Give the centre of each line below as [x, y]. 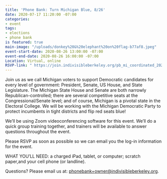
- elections [17, 33]
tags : [11, 28]
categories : [17, 19]
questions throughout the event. [38, 132]
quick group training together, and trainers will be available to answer [76, 126]
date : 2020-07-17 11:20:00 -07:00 [41, 14]
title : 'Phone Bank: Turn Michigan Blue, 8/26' [55, 10]
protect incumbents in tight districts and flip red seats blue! [66, 111]
